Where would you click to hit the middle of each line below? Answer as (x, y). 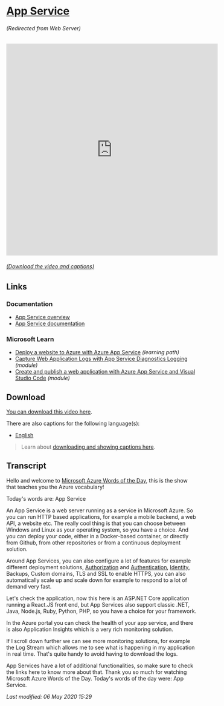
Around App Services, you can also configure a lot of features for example (99, 561)
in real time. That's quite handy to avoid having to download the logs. (92, 654)
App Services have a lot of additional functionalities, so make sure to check (100, 665)
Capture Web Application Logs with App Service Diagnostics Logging (101, 359)
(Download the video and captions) (50, 266)
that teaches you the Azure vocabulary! (55, 487)
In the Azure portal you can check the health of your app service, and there (100, 622)
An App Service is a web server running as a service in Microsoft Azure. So (100, 510)
